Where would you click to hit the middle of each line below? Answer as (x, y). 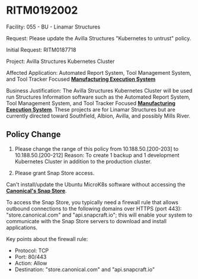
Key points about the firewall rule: (47, 239)
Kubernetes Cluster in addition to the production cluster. (83, 161)
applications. (22, 227)
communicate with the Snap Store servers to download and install (87, 221)
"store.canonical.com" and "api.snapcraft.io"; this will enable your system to (99, 215)
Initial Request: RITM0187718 (41, 50)
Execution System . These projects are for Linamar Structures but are (91, 109)
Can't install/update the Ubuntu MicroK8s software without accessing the (96, 184)
